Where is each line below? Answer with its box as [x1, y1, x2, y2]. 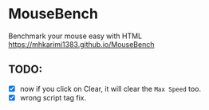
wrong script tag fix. [19, 92, 87, 102]
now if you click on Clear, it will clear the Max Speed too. [19, 84, 202, 93]
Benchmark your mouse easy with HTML [8, 31, 143, 41]
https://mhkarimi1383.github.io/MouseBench [8, 39, 155, 49]
